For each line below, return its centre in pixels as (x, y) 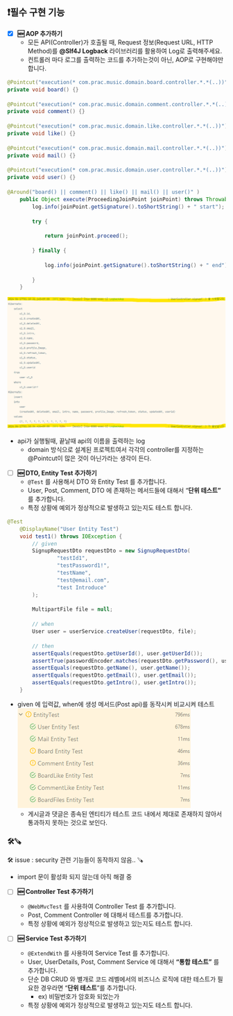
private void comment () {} (46, 112)
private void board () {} (43, 90)
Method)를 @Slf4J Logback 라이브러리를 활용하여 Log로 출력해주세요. (125, 51)
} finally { (50, 251)
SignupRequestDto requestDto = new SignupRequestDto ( (111, 551)
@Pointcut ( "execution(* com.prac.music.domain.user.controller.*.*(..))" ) (118, 170)
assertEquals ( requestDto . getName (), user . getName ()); (111, 668)
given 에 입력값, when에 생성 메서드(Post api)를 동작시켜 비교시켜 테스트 (116, 704)
